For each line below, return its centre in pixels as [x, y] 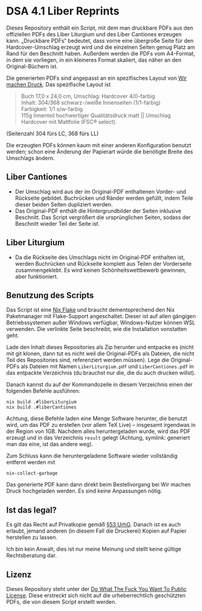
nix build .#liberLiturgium [42, 402]
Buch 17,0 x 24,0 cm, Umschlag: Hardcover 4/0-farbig [88, 96]
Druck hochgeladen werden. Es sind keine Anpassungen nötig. [84, 491]
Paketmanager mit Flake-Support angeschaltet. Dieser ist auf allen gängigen [101, 316]
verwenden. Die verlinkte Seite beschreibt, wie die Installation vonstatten [96, 329]
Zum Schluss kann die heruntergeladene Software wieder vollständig [92, 456]
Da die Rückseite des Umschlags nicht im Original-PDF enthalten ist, [100, 257]
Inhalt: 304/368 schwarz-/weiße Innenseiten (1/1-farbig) [91, 102]
